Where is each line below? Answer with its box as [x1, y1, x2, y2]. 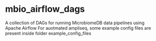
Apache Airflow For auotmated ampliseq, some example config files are [5, 25, 151, 31]
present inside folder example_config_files [5, 30, 92, 36]
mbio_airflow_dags [5, 3, 85, 15]
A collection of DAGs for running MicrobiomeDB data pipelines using [5, 20, 145, 26]
